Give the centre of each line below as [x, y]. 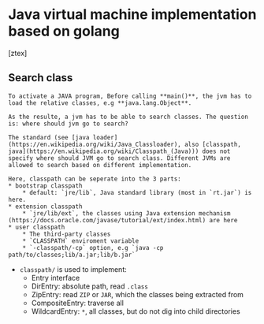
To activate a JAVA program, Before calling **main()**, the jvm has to [130, 96]
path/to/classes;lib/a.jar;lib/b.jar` [72, 255]
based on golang [64, 31]
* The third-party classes [67, 234]
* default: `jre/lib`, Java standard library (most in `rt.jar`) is [137, 192]
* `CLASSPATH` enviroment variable [81, 241]
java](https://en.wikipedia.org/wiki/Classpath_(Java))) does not [119, 151]
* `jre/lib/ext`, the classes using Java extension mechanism [126, 213]
